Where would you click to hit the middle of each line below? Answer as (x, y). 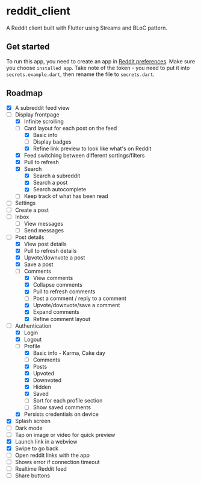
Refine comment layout (62, 319)
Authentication (33, 326)
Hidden (42, 387)
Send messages (44, 230)
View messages (44, 223)
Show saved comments (62, 407)
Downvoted (47, 380)
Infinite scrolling (44, 121)
